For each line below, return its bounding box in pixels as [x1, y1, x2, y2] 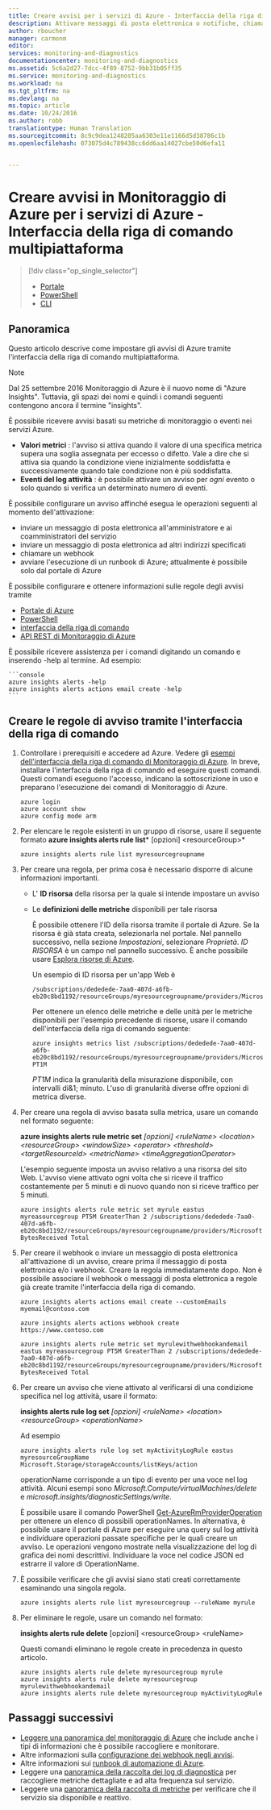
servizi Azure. [8, 425, 55, 435]
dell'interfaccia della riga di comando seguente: [31, 1024, 191, 1034]
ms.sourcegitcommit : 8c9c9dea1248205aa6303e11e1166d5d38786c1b [8, 131, 226, 139]
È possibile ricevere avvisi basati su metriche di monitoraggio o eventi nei [8, 416, 252, 426]
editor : [8, 42, 35, 50]
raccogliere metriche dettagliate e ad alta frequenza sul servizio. [19, 1775, 236, 1785]
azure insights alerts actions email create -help [8, 685, 182, 693]
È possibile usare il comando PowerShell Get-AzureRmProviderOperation [19, 1508, 263, 1517]
